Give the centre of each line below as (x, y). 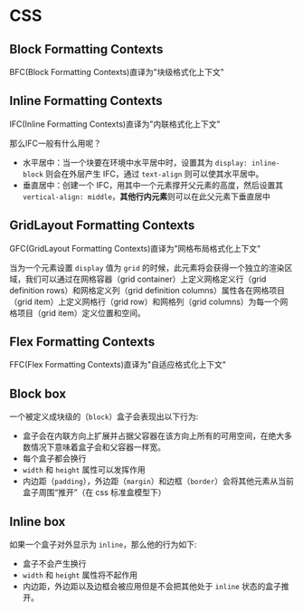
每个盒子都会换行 (54, 459)
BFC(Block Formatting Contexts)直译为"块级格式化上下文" (117, 72)
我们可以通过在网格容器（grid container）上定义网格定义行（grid (146, 279)
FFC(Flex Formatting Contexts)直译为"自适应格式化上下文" (118, 365)
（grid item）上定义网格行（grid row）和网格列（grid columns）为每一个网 (149, 301)
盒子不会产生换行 (54, 564)
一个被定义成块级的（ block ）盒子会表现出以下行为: (104, 416)
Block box (38, 393)
